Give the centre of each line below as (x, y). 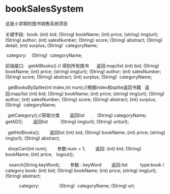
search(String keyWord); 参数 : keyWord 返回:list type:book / (87, 165)
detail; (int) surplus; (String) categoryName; (52, 45)
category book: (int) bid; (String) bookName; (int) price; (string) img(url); (81, 170)
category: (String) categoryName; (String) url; (77, 185)
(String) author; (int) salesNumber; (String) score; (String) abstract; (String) (84, 40)
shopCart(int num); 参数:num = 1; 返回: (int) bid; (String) (74, 148)
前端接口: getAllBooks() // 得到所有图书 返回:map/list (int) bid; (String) (82, 66)
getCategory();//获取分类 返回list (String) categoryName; (77, 115)
